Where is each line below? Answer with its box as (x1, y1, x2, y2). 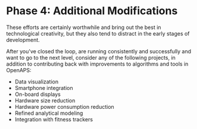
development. (6, 36, 40, 43)
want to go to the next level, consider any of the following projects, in (6, 54, 176, 61)
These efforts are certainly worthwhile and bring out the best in (6, 24, 162, 31)
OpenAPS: (6, 66, 32, 73)
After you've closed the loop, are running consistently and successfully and (6, 47, 192, 54)
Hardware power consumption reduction (14, 103, 114, 110)
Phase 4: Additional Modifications (6, 4, 178, 18)
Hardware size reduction (14, 96, 76, 104)
